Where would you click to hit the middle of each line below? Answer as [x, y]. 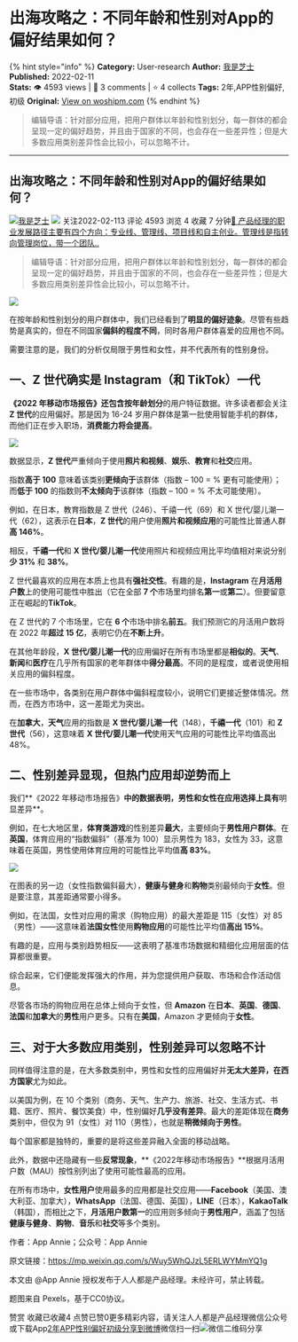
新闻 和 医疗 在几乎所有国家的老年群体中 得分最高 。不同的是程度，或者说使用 [145, 663]
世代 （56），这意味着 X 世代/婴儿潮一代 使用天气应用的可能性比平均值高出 [143, 734]
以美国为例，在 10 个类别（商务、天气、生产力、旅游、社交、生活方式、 [140, 1100]
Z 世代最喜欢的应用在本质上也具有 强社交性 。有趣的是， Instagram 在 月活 [142, 580]
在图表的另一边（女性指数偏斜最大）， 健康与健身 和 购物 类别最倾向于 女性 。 [143, 886]
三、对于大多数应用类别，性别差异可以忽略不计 [137, 1047]
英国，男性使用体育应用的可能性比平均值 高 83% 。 [124, 850]
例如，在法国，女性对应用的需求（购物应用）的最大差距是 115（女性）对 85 [146, 915]
